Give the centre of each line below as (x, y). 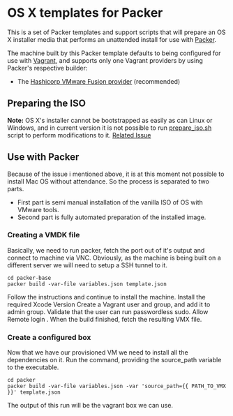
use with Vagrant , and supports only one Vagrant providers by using (105, 60)
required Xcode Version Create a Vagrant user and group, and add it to (109, 304)
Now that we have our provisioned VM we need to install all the (98, 352)
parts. (16, 188)
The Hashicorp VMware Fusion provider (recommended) (99, 81)
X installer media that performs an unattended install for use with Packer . (112, 39)
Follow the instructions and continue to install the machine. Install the (106, 297)
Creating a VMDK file (44, 235)
